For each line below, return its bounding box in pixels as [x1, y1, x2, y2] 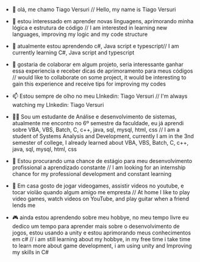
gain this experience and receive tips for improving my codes [12, 80, 166, 87]
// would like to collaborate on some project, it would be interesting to [12, 74, 187, 81]
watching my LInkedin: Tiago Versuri [12, 101, 104, 108]
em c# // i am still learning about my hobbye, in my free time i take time [12, 236, 191, 242]
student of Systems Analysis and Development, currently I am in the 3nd [12, 133, 194, 140]
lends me [12, 202, 35, 209]
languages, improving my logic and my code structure [12, 31, 148, 38]
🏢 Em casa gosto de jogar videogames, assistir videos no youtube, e [12, 182, 184, 189]
